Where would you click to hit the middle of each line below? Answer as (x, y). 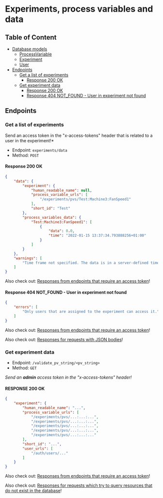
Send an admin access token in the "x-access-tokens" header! (68, 377)
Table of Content (31, 37)
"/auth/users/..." (49, 453)
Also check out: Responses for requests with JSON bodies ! (64, 339)
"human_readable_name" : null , (61, 190)
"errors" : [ (26, 307)
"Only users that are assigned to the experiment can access (86, 312)
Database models (30, 49)
